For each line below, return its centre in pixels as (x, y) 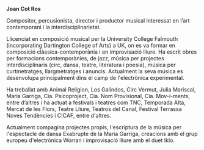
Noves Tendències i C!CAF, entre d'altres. (59, 116)
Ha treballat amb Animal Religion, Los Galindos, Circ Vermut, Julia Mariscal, (101, 90)
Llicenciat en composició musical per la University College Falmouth (92, 39)
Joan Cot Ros (24, 9)
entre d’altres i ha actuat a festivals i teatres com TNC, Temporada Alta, (96, 102)
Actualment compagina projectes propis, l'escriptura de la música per (94, 127)
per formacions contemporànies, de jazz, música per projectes (86, 58)
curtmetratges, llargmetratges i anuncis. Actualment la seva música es (95, 71)
